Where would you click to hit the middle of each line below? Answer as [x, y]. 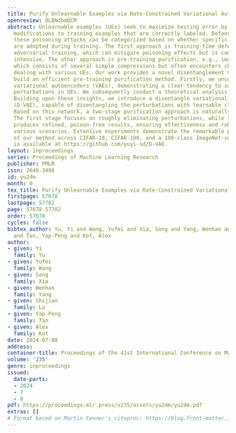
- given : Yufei [29, 262]
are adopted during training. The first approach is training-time [114, 46]
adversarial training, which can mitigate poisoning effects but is [116, 53]
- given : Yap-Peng [34, 314]
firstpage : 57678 [33, 196]
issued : [19, 373]
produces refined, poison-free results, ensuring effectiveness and [116, 125]
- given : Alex [28, 327]
